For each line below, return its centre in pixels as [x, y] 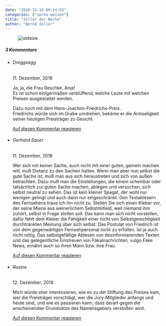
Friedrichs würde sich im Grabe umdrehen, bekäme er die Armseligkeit [86, 113]
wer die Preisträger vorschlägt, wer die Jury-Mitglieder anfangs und [83, 298]
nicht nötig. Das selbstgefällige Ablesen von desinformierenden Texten [86, 235]
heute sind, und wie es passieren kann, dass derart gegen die [76, 303]
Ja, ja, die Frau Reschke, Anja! [44, 88]
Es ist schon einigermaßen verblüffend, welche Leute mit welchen [81, 93]
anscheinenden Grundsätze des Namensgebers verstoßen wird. [79, 308]
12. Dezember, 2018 [33, 283]
